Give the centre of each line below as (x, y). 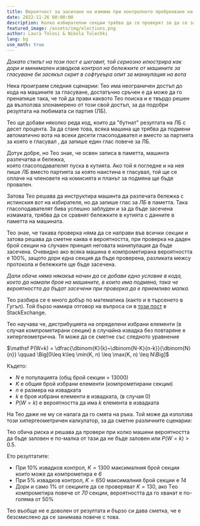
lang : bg (18, 39)
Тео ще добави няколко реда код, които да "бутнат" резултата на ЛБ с (96, 122)
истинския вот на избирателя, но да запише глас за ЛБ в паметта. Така (97, 202)
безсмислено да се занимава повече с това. (64, 517)
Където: (17, 366)
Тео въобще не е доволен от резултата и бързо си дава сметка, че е (94, 511)
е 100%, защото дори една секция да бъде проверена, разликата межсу (99, 258)
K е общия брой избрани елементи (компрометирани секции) (94, 384)
